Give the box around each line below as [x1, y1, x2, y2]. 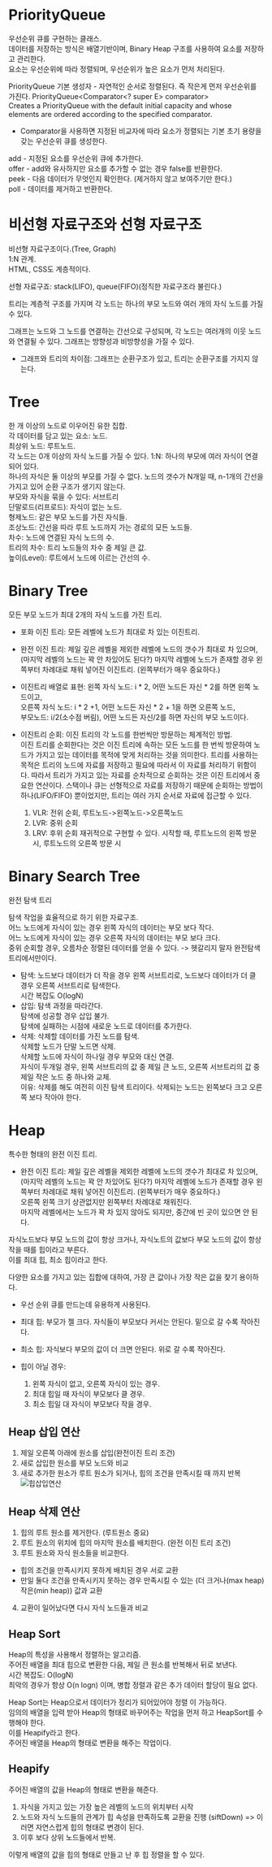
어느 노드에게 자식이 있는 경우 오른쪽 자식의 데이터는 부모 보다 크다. [8, 932, 221, 942]
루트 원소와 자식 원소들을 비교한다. [19, 1548, 129, 1558]
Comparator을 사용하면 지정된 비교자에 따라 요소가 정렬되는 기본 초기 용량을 [19, 126, 262, 136]
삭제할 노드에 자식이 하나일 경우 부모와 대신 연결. [19, 1051, 175, 1062]
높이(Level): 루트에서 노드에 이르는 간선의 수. [8, 553, 150, 562]
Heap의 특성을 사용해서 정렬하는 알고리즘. [8, 1650, 141, 1660]
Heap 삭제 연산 [8, 1504, 81, 1518]
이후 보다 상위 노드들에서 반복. [19, 1832, 116, 1842]
